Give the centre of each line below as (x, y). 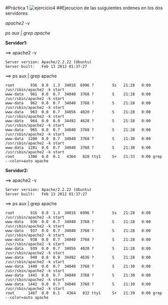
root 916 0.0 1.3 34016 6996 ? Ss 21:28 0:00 (78, 213)
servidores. (17, 13)
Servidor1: (16, 43)
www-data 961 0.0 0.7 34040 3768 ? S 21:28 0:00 (78, 94)
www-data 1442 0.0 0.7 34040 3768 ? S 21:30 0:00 (78, 284)
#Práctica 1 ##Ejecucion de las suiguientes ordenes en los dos (84, 8)
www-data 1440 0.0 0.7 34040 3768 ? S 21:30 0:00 (78, 266)
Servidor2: (17, 170)
